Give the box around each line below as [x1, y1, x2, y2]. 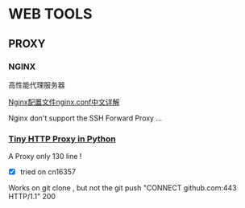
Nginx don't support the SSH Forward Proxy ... [8, 113, 163, 123]
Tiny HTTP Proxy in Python [8, 133, 116, 145]
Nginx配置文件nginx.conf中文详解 [8, 97, 120, 107]
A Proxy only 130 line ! [8, 152, 82, 161]
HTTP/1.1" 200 [8, 192, 56, 202]
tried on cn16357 [19, 167, 77, 177]
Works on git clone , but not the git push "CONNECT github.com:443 [8, 183, 237, 193]
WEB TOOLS [8, 5, 93, 23]
